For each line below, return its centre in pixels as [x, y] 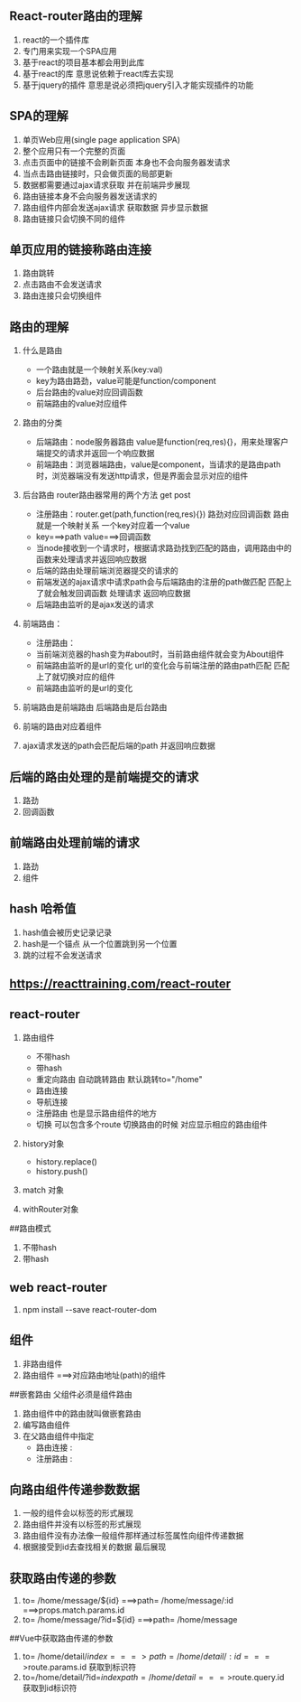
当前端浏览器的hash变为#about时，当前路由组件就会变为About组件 [160, 654]
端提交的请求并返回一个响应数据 [95, 454]
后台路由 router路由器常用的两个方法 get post [106, 495]
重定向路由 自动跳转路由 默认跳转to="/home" [119, 1079]
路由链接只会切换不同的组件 [74, 219]
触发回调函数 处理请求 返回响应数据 [125, 594]
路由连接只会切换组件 [62, 295]
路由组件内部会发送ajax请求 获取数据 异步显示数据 [115, 207]
